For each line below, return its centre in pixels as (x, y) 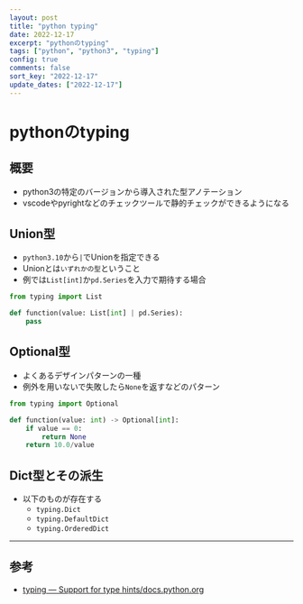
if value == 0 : (54, 428)
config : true (34, 59)
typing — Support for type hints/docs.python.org (113, 589)
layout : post (34, 18)
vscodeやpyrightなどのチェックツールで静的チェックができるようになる (156, 203)
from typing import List (56, 297)
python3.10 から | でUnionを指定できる (91, 257)
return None (64, 437)
